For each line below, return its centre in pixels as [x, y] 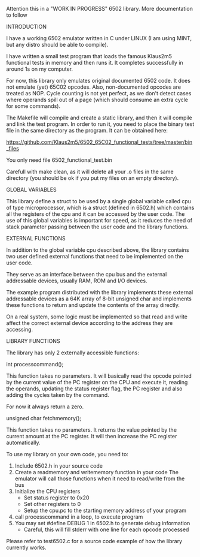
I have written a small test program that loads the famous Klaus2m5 [89, 56]
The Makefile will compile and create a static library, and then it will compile [99, 118]
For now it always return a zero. [45, 407]
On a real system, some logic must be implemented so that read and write [97, 317]
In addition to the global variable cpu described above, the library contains [98, 250]
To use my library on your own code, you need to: [67, 454]
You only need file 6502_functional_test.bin [59, 160]
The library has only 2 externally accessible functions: [73, 353]
